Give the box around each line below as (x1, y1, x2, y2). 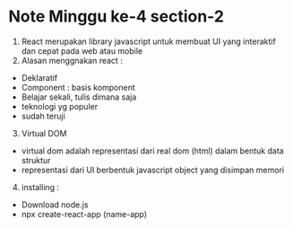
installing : (21, 181, 60, 192)
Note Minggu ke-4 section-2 (8, 6, 225, 27)
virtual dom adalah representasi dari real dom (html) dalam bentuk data (21, 145, 284, 156)
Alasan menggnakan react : (21, 55, 123, 66)
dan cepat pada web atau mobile (21, 45, 143, 56)
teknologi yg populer (21, 101, 99, 111)
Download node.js (21, 199, 89, 210)
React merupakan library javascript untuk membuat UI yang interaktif (21, 36, 277, 47)
